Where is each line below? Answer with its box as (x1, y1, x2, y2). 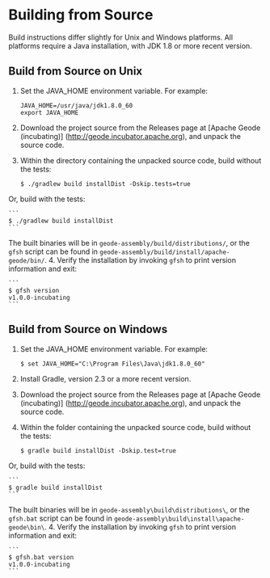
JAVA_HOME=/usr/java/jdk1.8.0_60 (19, 101, 133, 110)
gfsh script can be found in (8, 247, 99, 256)
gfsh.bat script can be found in (8, 513, 113, 523)
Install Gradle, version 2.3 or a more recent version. (19, 373, 192, 383)
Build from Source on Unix (8, 65, 143, 78)
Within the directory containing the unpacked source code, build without (19, 155, 262, 165)
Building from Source (8, 6, 154, 24)
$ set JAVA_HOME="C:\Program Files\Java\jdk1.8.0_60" (19, 360, 205, 368)
